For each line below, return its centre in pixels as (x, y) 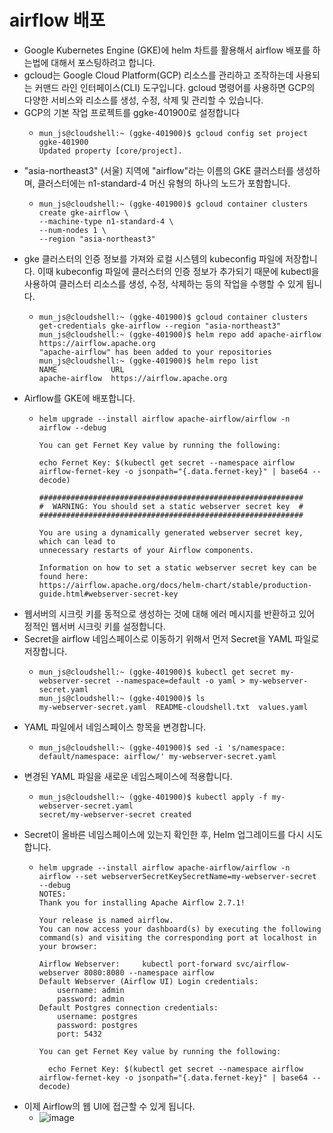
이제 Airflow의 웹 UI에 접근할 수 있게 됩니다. (109, 1106)
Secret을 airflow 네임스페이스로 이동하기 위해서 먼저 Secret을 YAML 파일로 (171, 638)
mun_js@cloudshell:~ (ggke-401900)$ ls (122, 698)
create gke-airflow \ (83, 212)
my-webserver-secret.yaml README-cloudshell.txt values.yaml (173, 707)
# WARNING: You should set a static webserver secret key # (171, 506)
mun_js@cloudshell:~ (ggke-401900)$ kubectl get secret (157, 672)
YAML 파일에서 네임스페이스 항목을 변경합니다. (115, 727)
